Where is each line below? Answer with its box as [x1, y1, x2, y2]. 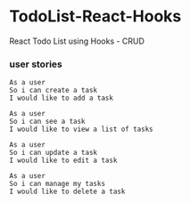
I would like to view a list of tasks [9, 125, 153, 134]
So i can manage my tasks [9, 180, 105, 189]
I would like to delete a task [9, 187, 126, 197]
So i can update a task [9, 149, 98, 158]
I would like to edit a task [9, 156, 118, 166]
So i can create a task [9, 86, 98, 95]
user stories [9, 58, 62, 70]
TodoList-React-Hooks [9, 6, 182, 27]
